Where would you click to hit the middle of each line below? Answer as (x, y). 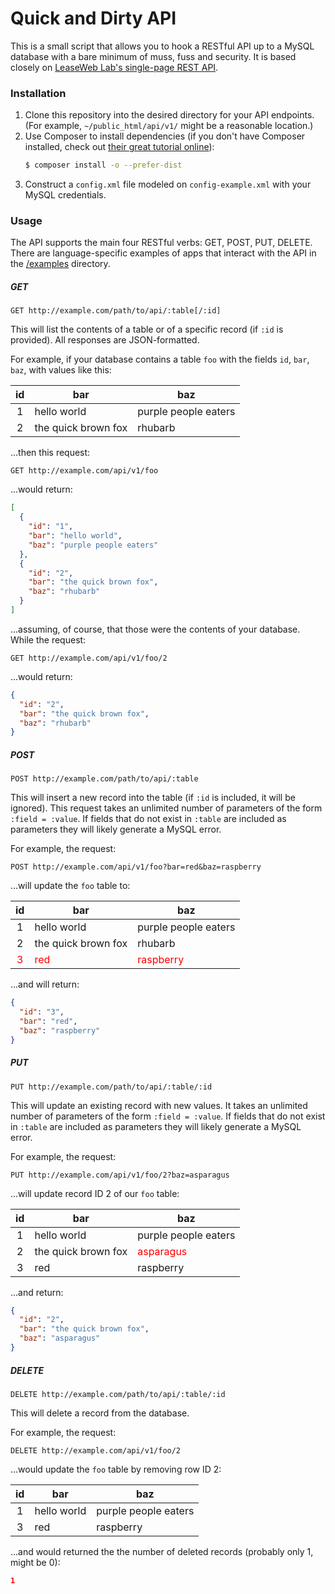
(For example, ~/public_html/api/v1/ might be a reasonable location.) (169, 126)
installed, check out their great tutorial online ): (119, 147)
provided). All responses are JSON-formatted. (105, 340)
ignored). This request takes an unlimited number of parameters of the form (166, 808)
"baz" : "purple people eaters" (93, 545)
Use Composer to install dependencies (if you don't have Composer (165, 136)
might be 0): (35, 1562)
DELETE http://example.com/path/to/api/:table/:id (118, 1394)
